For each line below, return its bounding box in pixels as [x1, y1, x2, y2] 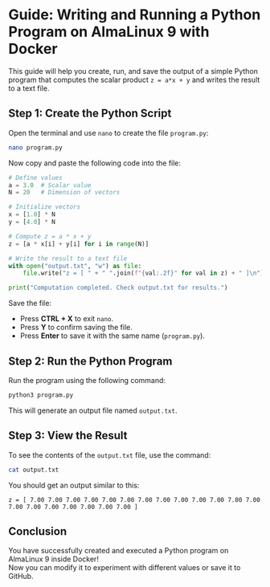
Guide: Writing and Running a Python [8, 6, 261, 24]
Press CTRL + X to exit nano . [19, 314, 114, 324]
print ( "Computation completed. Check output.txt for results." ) [8, 283, 228, 292]
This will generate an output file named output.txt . [8, 406, 178, 415]
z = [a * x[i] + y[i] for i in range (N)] [8, 239, 149, 248]
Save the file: [8, 299, 52, 308]
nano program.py [8, 143, 63, 152]
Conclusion [8, 524, 67, 538]
